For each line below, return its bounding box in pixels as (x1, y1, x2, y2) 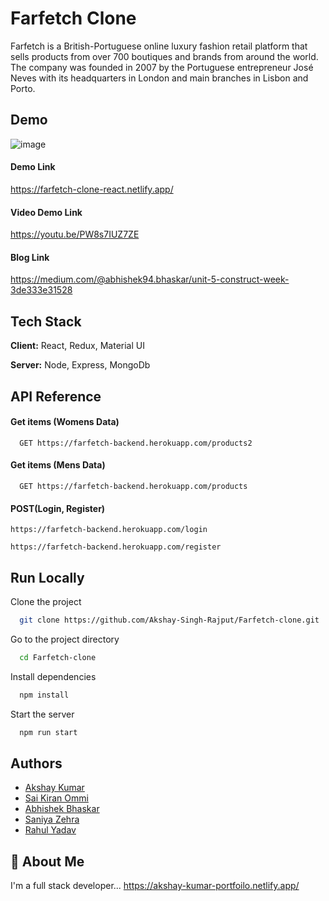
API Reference (10, 388, 102, 405)
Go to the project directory (10, 633, 120, 645)
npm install (19, 690, 70, 700)
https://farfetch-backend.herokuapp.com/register (10, 542, 222, 552)
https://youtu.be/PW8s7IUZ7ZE (10, 228, 140, 241)
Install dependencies (10, 670, 97, 682)
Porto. (10, 82, 36, 94)
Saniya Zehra (24, 813, 80, 826)
